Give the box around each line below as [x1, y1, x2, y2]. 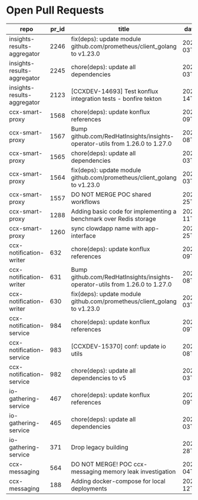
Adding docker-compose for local [71, 477, 166, 485]
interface [71, 231, 96, 239]
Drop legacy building [71, 443, 128, 451]
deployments [71, 484, 107, 492]
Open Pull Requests [6, 4, 104, 17]
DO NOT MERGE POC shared [71, 190, 151, 198]
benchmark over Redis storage [71, 215, 156, 223]
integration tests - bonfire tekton [71, 94, 162, 103]
